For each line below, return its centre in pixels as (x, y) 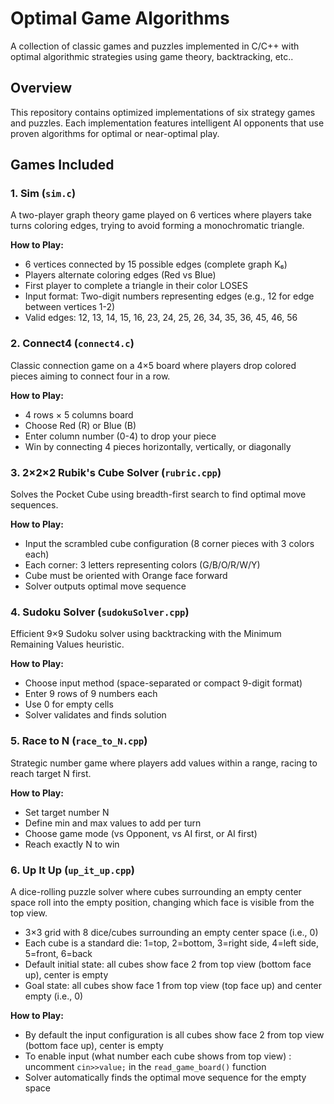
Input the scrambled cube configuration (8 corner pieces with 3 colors (169, 544)
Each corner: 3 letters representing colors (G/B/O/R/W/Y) (142, 565)
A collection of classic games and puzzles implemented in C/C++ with (155, 46)
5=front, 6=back (58, 953)
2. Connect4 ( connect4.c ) (72, 344)
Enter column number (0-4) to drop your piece (120, 436)
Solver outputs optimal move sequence (105, 586)
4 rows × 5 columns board (79, 414)
